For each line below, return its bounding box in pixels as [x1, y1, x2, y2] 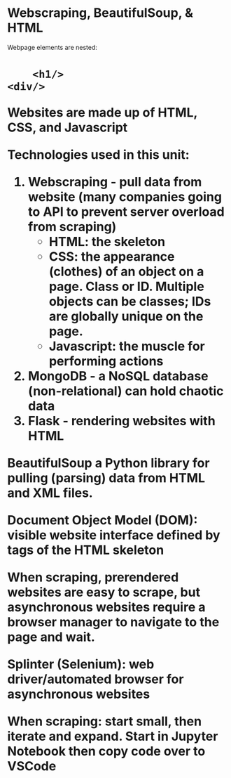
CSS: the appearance [48, 249, 175, 265]
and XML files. [7, 485, 93, 501]
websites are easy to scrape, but [7, 585, 201, 600]
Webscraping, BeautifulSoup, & [7, 5, 194, 21]
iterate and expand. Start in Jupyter [7, 729, 218, 744]
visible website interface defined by [7, 527, 220, 543]
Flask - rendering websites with [27, 413, 216, 429]
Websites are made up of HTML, [7, 105, 197, 121]
